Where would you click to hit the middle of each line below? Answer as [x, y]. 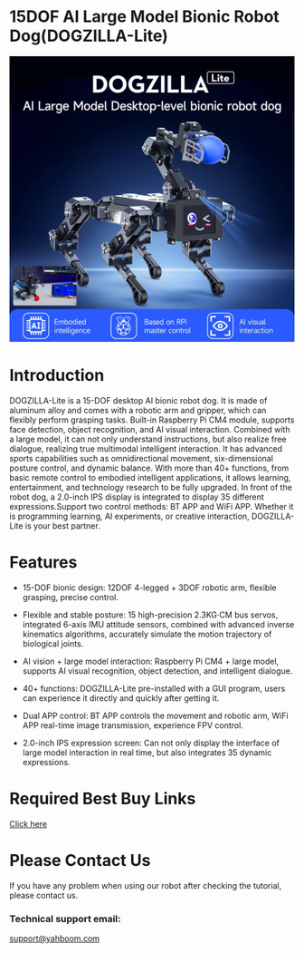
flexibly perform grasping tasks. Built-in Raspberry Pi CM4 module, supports [152, 420]
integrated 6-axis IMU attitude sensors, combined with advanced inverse [158, 624]
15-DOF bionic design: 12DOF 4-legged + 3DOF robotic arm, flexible [149, 588]
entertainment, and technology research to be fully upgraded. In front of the [151, 487]
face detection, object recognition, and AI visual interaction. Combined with [150, 429]
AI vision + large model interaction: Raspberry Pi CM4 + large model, [151, 661]
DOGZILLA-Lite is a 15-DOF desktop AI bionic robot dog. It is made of [138, 400]
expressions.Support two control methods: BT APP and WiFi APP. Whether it [152, 506]
